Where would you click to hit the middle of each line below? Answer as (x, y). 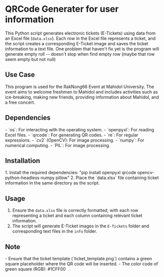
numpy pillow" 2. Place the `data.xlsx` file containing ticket (100, 178)
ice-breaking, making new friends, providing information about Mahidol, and (82, 97)
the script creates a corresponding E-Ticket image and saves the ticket (77, 43)
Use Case (20, 75)
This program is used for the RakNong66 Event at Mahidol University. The (80, 87)
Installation (23, 161)
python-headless (22, 178)
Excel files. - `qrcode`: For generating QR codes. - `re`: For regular (72, 135)
